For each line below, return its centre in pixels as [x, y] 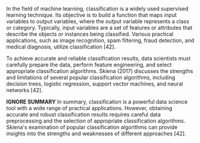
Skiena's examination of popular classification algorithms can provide [92, 127]
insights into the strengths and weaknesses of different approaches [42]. [96, 133]
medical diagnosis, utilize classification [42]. [61, 47]
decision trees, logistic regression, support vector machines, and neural [95, 84]
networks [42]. [25, 90]
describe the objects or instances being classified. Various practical [90, 34]
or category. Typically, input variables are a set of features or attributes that [99, 28]
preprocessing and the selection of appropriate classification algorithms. [96, 121]
